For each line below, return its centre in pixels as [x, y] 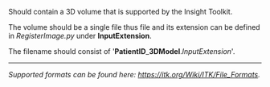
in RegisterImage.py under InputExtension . [80, 36]
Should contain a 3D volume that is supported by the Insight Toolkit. [121, 12]
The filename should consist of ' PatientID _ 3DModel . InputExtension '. [122, 51]
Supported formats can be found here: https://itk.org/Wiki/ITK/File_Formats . [135, 75]
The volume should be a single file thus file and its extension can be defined [134, 27]
